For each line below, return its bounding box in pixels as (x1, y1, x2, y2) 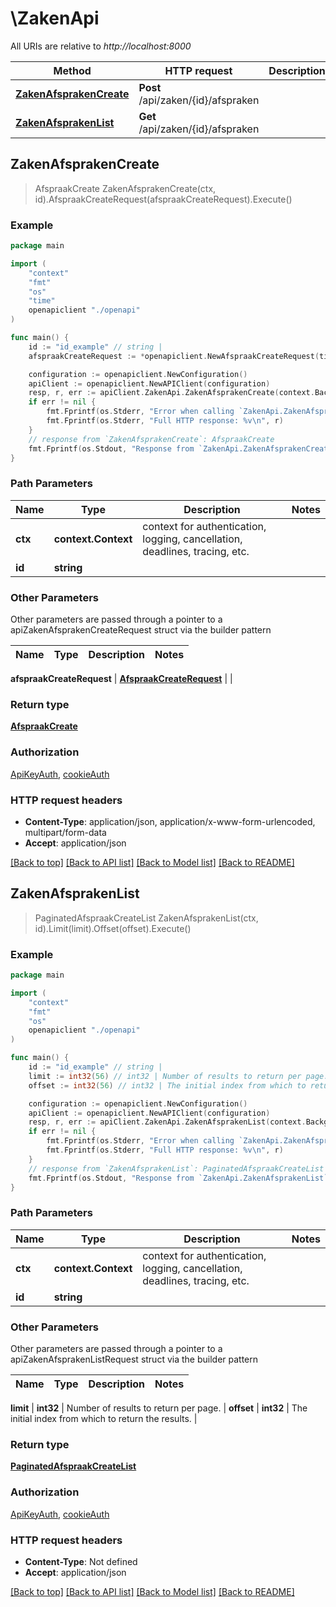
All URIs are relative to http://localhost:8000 (10, 40, 192, 52)
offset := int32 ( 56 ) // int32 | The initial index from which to (28, 1080, 307, 1091)
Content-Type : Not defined (24, 1555, 138, 1567)
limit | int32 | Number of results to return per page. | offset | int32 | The (10, 1402, 308, 1414)
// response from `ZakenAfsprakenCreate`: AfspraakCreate (28, 434, 275, 444)
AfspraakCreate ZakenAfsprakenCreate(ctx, (34, 182, 217, 194)
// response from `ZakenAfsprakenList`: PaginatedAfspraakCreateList (28, 1163, 325, 1174)
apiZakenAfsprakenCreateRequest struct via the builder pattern (10, 624, 272, 636)
